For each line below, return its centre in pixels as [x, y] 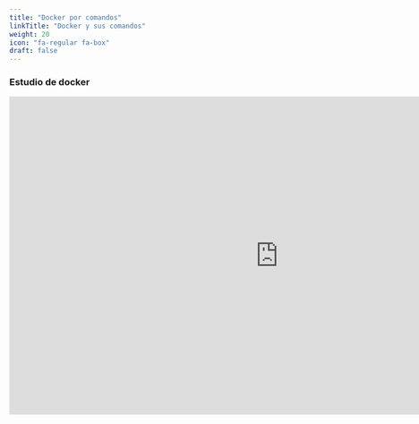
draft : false [34, 51]
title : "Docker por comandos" [66, 17]
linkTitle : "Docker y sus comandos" [77, 26]
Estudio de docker [50, 82]
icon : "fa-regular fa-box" [60, 42]
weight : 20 [30, 34]
